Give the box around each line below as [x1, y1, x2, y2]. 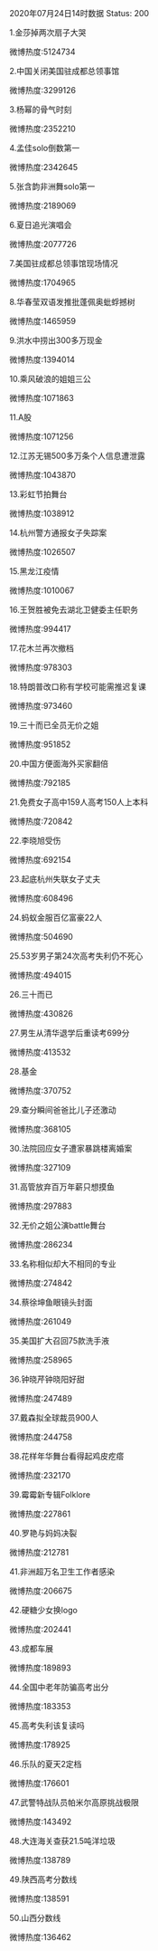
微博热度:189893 [9, 1662, 72, 1673]
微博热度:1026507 [9, 547, 76, 557]
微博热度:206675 [9, 1585, 72, 1596]
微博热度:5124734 [9, 46, 76, 57]
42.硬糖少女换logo [9, 1605, 79, 1615]
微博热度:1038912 [9, 508, 75, 519]
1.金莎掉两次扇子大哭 [9, 27, 87, 38]
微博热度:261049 [9, 1316, 72, 1326]
